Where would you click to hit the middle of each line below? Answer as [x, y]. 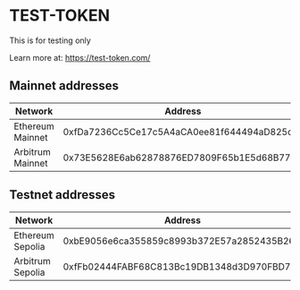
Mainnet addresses [64, 86]
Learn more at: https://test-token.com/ [80, 57]
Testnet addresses [62, 195]
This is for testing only [50, 40]
